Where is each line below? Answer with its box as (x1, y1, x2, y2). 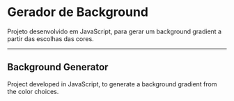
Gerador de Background (7, 4, 148, 20)
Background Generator (7, 61, 109, 73)
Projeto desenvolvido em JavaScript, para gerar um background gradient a (7, 27, 221, 36)
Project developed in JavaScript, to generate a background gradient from (7, 79, 217, 88)
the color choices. (7, 87, 59, 95)
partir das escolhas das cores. (7, 34, 94, 42)
